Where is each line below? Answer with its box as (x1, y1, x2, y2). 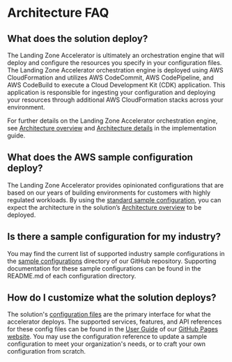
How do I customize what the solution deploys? (7, 292, 217, 304)
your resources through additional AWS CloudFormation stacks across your (7, 96, 224, 104)
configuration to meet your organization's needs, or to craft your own (7, 340, 206, 348)
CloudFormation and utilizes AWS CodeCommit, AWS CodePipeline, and (7, 73, 214, 82)
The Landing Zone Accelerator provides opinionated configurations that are (7, 181, 224, 189)
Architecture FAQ (7, 5, 109, 21)
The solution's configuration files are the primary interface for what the (7, 310, 211, 319)
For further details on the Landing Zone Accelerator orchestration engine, (7, 116, 218, 125)
